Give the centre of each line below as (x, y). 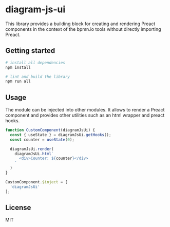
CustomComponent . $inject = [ (36, 182)
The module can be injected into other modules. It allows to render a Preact (85, 110)
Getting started (30, 51)
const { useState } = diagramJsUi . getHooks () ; (61, 135)
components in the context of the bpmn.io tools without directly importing (83, 29)
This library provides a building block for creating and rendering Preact (80, 24)
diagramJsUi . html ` (34, 154)
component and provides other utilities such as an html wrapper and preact (85, 115)
